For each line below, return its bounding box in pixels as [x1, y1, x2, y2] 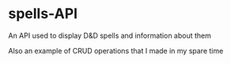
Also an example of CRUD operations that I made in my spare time [8, 46, 224, 55]
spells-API [8, 5, 78, 23]
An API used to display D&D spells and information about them [8, 31, 212, 40]
